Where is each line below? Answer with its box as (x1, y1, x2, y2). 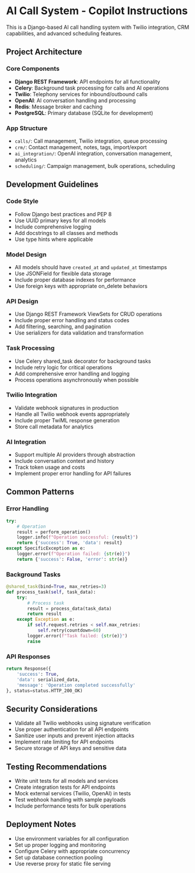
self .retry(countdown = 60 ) (37, 627, 101, 634)
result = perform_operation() (16, 529, 91, 535)
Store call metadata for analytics (14, 423, 94, 430)
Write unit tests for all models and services (14, 778, 119, 784)
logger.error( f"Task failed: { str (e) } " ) (27, 633, 128, 639)
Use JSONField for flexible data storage (14, 270, 111, 277)
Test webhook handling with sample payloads (14, 796, 126, 803)
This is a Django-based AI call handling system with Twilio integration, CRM (6, 24, 190, 31)
